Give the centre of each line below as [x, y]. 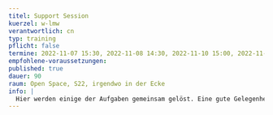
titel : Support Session [49, 16]
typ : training [32, 38]
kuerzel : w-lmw [34, 23]
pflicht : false [34, 46]
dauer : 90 [25, 76]
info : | [22, 91]
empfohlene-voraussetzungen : [58, 62]
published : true [36, 69]
